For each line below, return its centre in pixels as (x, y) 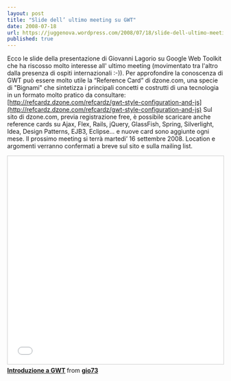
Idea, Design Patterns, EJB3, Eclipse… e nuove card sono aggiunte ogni (108, 132)
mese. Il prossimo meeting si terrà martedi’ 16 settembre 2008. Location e (111, 139)
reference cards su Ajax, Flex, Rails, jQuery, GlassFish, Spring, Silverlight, (111, 124)
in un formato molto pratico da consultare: (66, 95)
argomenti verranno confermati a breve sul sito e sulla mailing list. (100, 146)
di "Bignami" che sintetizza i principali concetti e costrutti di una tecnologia (113, 88)
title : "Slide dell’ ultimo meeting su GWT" (72, 20)
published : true (30, 39)
